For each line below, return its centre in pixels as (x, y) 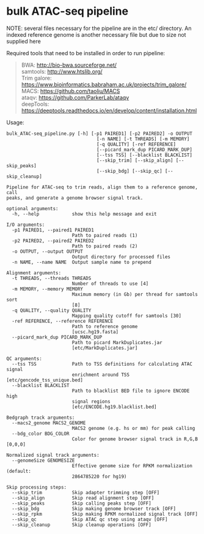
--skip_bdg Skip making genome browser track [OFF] (94, 509)
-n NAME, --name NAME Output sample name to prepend (82, 262)
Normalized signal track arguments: (53, 455)
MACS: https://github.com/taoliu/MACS (71, 91)
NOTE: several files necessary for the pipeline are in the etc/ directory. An (99, 28)
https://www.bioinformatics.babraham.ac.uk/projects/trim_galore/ (104, 85)
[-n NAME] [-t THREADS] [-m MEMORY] (143, 139)
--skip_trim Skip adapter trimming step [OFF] (86, 492)
